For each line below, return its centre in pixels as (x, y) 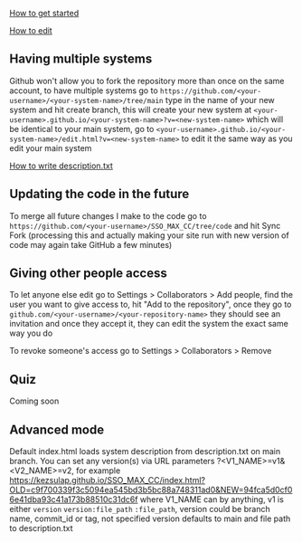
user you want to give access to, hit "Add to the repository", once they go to (151, 304)
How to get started (44, 13)
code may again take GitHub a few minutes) (91, 244)
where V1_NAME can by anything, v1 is (212, 499)
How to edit (31, 30)
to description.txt (42, 528)
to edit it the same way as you (237, 138)
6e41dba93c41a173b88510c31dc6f (74, 499)
